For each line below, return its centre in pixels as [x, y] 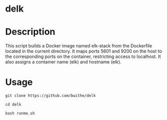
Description [30, 32]
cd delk [13, 105]
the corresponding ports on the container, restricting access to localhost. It [83, 56]
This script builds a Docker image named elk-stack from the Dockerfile [79, 46]
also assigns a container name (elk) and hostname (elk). [64, 62]
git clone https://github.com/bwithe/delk [50, 96]
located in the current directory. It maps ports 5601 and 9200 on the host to [84, 51]
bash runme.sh [20, 113]
